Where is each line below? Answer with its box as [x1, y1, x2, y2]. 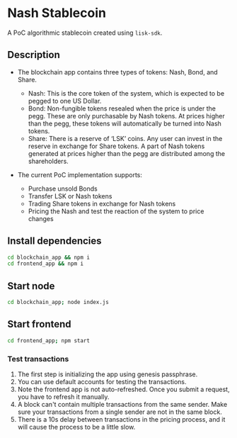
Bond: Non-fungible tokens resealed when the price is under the [28, 104, 216, 113]
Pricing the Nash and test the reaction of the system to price [28, 207, 204, 215]
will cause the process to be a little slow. [17, 422, 136, 431]
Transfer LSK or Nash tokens [28, 191, 112, 200]
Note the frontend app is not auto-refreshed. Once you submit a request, [17, 385, 230, 393]
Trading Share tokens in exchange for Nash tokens [28, 199, 176, 208]
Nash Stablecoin [7, 5, 106, 21]
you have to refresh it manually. [17, 392, 110, 401]
